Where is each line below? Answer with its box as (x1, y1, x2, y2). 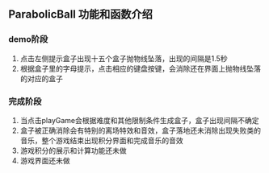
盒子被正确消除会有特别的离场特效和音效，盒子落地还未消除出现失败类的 (19, 126, 261, 135)
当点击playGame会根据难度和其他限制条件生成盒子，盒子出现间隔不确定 (19, 115, 260, 125)
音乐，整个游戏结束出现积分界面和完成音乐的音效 (19, 135, 183, 145)
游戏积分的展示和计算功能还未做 (19, 146, 127, 155)
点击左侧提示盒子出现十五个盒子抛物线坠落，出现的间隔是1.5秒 (19, 53, 228, 63)
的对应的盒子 (19, 73, 63, 83)
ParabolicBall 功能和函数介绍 (8, 7, 153, 22)
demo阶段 (8, 34, 48, 45)
